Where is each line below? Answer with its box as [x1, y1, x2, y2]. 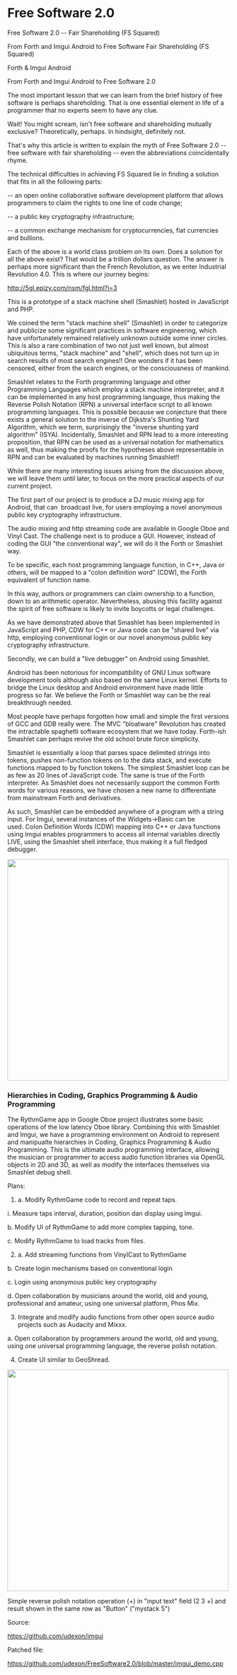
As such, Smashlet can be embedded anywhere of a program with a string [7, 807, 224, 816]
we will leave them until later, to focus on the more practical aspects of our [7, 474, 225, 483]
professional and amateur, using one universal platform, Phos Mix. [7, 1299, 200, 1308]
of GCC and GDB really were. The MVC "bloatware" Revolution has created [7, 719, 226, 728]
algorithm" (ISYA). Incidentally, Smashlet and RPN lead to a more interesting [7, 430, 229, 439]
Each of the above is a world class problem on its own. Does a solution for [7, 247, 223, 256]
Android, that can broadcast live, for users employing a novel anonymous [7, 503, 223, 511]
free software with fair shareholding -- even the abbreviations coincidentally [7, 148, 230, 157]
